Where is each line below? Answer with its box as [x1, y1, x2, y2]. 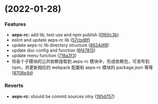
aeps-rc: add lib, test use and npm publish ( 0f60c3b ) [11, 32, 119, 38]
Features [4, 21, 26, 28]
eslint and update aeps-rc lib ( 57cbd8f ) [11, 37, 91, 43]
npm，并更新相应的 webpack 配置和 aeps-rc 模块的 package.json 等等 [11, 64, 153, 70]
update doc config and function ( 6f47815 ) [11, 47, 96, 53]
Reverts [4, 82, 24, 89]
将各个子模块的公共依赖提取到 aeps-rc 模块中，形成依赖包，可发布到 [11, 59, 150, 64]
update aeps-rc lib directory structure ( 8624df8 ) [11, 42, 109, 48]
